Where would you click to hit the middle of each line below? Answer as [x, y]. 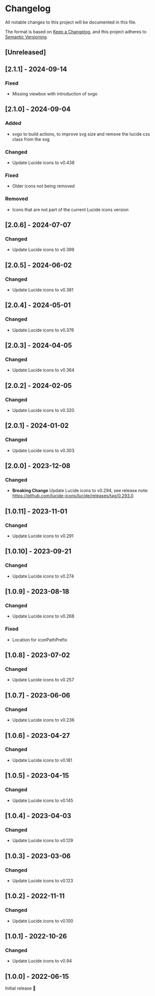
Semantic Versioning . [26, 37]
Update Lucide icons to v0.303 [43, 450]
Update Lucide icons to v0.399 [43, 250]
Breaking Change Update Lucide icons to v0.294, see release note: [80, 491]
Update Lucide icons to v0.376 [43, 330]
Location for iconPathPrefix [40, 640]
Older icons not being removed [43, 186]
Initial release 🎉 [21, 988]
